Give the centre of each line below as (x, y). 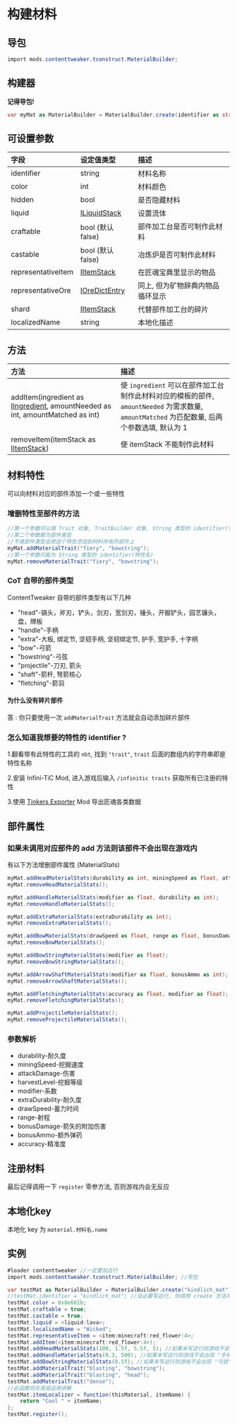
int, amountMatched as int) (55, 415)
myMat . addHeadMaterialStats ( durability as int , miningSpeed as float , (113, 878)
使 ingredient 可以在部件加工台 (172, 385)
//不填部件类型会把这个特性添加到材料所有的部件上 (71, 542)
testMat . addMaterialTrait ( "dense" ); (61, 1381)
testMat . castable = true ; (45, 1316)
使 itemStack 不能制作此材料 (167, 444)
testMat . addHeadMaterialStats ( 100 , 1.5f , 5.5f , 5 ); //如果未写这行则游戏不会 (119, 1349)
